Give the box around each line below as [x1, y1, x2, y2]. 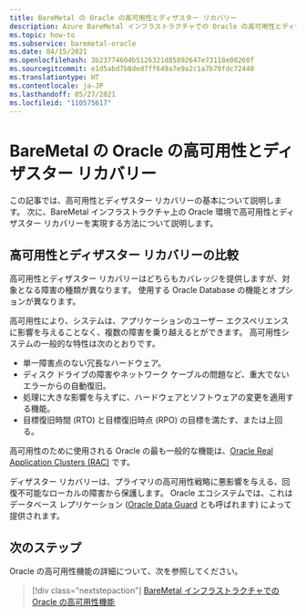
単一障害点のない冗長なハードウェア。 [22, 358, 167, 369]
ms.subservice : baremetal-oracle [9, 38, 137, 48]
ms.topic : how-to [9, 30, 76, 39]
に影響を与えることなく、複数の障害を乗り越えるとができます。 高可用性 [9, 327, 282, 338]
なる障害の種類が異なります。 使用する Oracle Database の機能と [25, 285, 270, 296]
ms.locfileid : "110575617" [9, 98, 112, 108]
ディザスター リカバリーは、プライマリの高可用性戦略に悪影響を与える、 [9, 476, 282, 487]
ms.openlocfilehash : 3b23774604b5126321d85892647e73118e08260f [9, 56, 255, 65]
